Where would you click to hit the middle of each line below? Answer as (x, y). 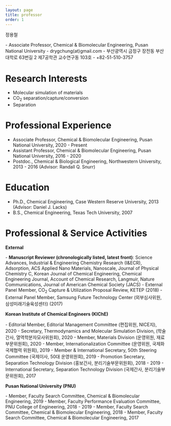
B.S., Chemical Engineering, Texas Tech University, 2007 (73, 212)
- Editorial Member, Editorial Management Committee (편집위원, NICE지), (81, 324)
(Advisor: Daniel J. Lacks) (40, 207)
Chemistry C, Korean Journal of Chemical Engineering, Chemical (73, 273)
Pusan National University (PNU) (41, 386)
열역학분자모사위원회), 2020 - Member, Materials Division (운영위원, (86, 337)
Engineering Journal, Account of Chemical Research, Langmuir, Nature (80, 279)
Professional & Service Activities (76, 233)
